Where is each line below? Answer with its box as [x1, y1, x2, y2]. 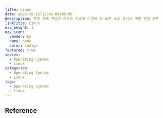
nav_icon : [5, 30, 25, 34]
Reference [5, 106, 37, 115]
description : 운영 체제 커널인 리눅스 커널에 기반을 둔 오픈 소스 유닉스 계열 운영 [5, 16, 150, 21]
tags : [5, 79, 16, 84]
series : [5, 52, 21, 57]
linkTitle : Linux [5, 20, 40, 26]
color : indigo [9, 43, 38, 48]
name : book [9, 39, 32, 44]
